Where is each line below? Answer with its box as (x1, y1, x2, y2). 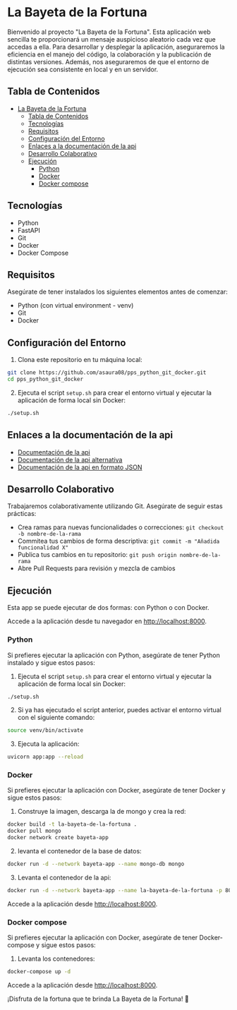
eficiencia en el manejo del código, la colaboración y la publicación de (7, 50, 212, 59)
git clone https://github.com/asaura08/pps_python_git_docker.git (7, 369, 207, 376)
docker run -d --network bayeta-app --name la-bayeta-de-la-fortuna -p (7, 886, 222, 894)
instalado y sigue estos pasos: (7, 658, 95, 667)
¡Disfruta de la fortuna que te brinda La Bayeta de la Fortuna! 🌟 (7, 994, 189, 1003)
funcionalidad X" (17, 544, 69, 551)
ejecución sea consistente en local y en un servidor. (7, 65, 159, 73)
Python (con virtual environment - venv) (17, 301, 134, 310)
